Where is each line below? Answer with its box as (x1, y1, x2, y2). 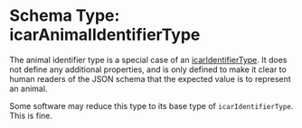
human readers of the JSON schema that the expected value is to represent (9, 73, 291, 84)
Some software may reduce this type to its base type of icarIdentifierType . (9, 100, 294, 111)
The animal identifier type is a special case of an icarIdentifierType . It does (9, 54, 288, 65)
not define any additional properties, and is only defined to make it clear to (9, 64, 287, 75)
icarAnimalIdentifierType (9, 24, 201, 45)
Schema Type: (9, 5, 120, 26)
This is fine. (9, 110, 52, 121)
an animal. (9, 83, 48, 94)
